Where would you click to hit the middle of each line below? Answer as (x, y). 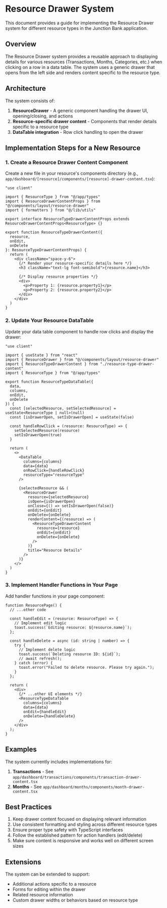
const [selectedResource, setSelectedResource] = (63, 408)
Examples (21, 750)
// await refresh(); (40, 658)
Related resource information (43, 895)
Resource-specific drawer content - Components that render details (85, 121)
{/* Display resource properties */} (58, 277)
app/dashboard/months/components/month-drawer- (94, 787)
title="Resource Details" (55, 550)
